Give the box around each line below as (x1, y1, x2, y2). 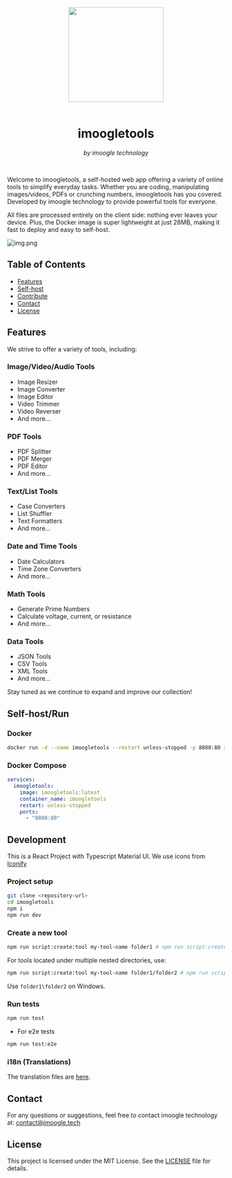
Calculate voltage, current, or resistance (17, 612, 132, 621)
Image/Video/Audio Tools (7, 362, 95, 371)
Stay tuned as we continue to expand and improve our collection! (7, 688, 192, 696)
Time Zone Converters (17, 564, 81, 572)
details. (7, 1163, 28, 1172)
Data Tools (7, 637, 44, 646)
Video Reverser (17, 407, 61, 415)
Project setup (7, 877, 53, 887)
